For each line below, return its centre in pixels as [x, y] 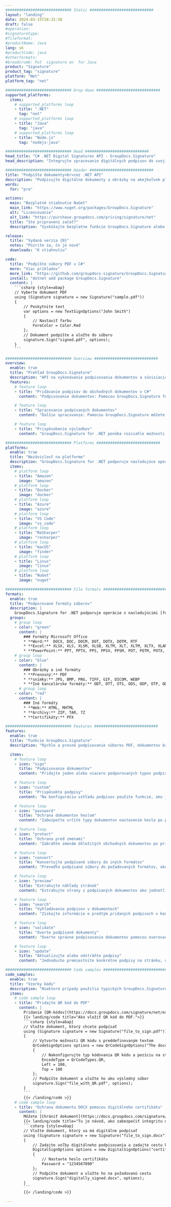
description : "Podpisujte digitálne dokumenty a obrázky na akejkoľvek [83, 180]
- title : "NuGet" [33, 575]
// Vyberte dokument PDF [41, 293]
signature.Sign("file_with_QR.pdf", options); [83, 1083]
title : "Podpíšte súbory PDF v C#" [48, 264]
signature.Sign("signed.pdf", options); [67, 340]
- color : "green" [33, 627]
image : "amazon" [36, 481]
